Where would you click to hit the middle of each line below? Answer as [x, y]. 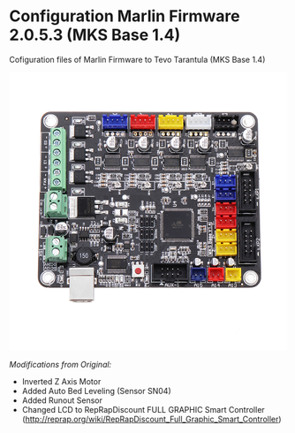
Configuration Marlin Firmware [125, 16]
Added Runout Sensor [62, 400]
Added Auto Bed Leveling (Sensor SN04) [96, 391]
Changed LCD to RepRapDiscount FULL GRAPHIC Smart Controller [143, 409]
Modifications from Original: [61, 364]
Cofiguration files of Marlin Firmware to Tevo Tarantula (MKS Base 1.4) [137, 59]
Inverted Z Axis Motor [61, 381]
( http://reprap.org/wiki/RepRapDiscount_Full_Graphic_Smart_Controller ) [151, 419]
